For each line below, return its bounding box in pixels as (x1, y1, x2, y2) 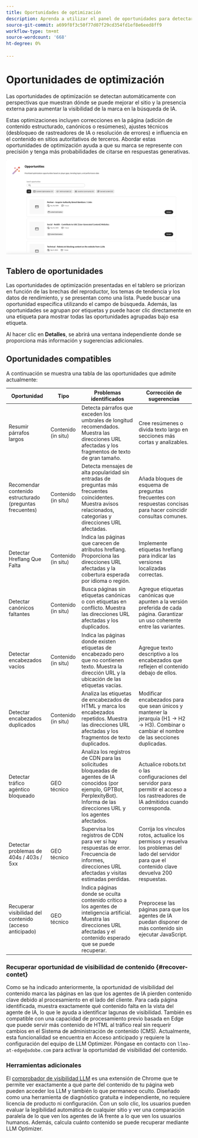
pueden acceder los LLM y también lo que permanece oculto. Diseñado (6, 1087, 180, 1094)
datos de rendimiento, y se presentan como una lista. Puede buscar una (6, 294, 181, 301)
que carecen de (81, 540, 120, 547)
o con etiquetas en (81, 598, 127, 605)
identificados (91, 396, 125, 403)
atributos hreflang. (81, 546, 127, 553)
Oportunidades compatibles (6, 354, 112, 364)
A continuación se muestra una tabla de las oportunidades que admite (6, 370, 177, 377)
